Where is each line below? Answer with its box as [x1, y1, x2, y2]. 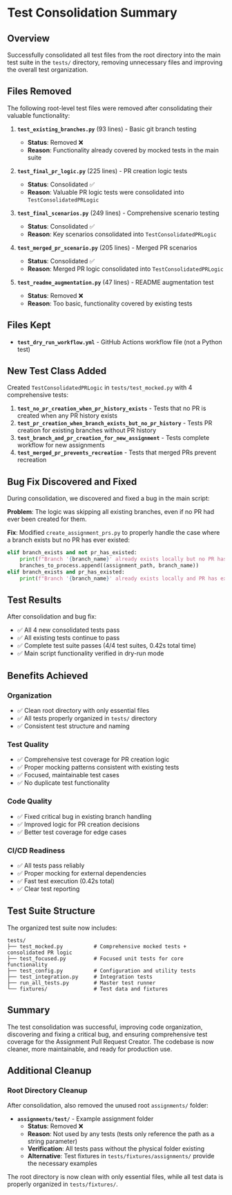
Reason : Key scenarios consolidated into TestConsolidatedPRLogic [27, 230, 217, 238]
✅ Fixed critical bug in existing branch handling [17, 812, 152, 820]
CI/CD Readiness [7, 845, 66, 855]
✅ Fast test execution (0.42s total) [17, 877, 115, 885]
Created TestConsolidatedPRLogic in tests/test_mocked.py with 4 [7, 383, 193, 392]
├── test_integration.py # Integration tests [7, 973, 153, 980]
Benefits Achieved [7, 670, 88, 682]
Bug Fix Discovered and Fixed [7, 476, 137, 488]
